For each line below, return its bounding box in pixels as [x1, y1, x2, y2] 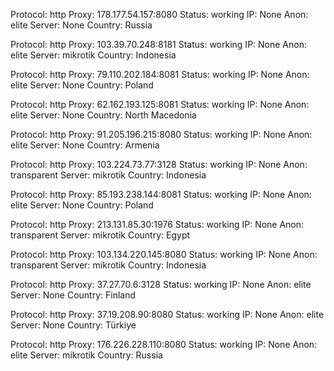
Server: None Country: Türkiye [10, 319, 137, 331]
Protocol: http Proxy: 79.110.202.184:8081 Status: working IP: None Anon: [10, 69, 310, 80]
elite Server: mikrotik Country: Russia [10, 349, 163, 361]
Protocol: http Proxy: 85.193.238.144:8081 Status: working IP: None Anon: [10, 189, 312, 200]
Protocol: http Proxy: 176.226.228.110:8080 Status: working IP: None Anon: [10, 339, 318, 350]
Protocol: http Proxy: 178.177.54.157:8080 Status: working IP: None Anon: [10, 9, 309, 20]
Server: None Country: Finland [10, 289, 137, 301]
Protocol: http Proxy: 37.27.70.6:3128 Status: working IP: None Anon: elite [10, 279, 312, 290]
